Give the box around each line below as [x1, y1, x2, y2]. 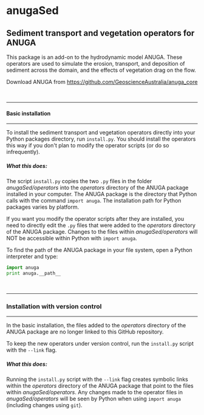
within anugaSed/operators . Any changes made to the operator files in [6, 389, 183, 396]
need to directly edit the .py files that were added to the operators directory [6, 221, 196, 229]
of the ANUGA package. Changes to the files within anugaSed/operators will [6, 228, 198, 235]
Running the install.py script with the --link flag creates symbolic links [6, 375, 188, 383]
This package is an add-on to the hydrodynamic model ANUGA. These [6, 54, 183, 61]
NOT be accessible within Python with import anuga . [6, 235, 138, 242]
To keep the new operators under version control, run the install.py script [6, 340, 194, 347]
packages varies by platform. [6, 203, 80, 211]
